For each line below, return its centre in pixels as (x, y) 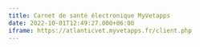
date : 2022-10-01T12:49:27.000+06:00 (71, 23)
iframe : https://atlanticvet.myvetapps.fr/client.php (100, 30)
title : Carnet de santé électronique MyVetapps (90, 16)
